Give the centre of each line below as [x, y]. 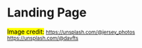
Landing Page [47, 13]
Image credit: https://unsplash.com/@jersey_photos [71, 32]
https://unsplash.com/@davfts [43, 38]
